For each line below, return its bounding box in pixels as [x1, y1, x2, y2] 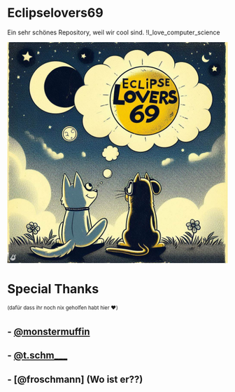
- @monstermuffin [7, 325, 90, 337]
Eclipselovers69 [7, 5, 104, 21]
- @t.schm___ [7, 349, 68, 362]
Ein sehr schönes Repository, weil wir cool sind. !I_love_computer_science [7, 28, 220, 36]
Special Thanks [7, 281, 99, 297]
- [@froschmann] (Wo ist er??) [7, 373, 143, 385]
